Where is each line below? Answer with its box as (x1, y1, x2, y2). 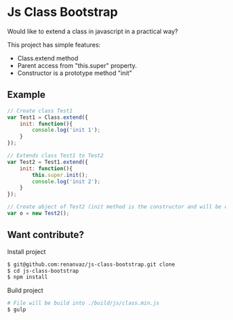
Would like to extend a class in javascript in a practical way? (7, 27, 178, 35)
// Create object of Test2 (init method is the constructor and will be (7, 203, 222, 210)
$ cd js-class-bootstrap (7, 267, 79, 274)
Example (7, 89, 46, 101)
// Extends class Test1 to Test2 (7, 152, 104, 159)
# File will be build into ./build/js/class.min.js (7, 300, 159, 307)
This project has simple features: (7, 40, 101, 49)
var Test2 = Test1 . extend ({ (7, 158, 89, 165)
